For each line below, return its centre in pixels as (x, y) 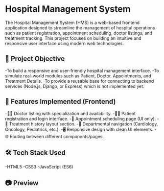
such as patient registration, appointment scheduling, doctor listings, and (79, 33)
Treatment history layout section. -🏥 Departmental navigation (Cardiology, (83, 124)
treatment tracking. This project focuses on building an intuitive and (73, 38)
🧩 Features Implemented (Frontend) (60, 102)
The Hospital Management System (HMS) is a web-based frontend (72, 23)
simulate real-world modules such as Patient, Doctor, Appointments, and (78, 76)
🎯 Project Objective (35, 59)
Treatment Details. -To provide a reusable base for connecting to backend (80, 81)
